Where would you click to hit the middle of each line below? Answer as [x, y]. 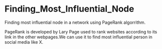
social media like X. [24, 42]
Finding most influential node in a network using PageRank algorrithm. [75, 22]
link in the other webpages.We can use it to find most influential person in [79, 37]
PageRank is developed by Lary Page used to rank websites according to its [81, 32]
